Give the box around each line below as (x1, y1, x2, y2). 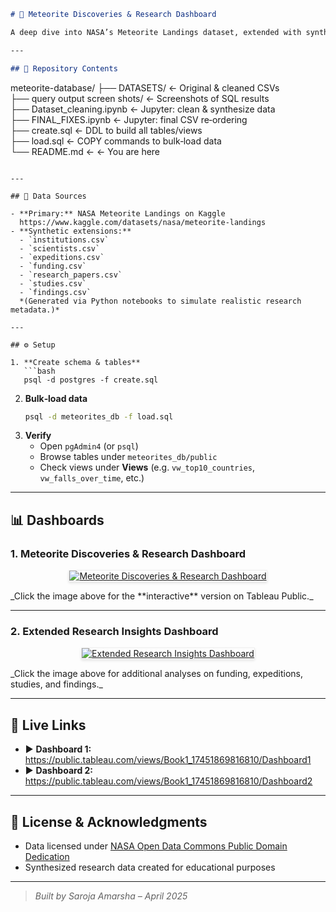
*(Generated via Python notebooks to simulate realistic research (19, 296, 302, 306)
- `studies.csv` (19, 278, 87, 289)
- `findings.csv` (19, 287, 92, 297)
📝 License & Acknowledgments (10, 813, 208, 830)
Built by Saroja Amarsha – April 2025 (34, 890, 188, 902)
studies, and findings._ (10, 678, 103, 690)
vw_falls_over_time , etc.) (39, 472, 145, 484)
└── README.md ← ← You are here (10, 145, 161, 157)
